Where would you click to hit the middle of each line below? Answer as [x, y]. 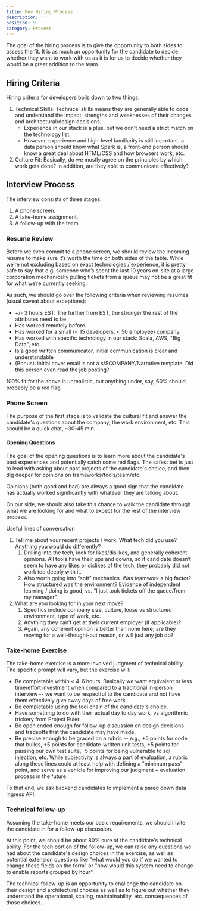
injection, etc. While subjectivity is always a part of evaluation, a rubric [101, 757]
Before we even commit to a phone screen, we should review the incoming [98, 252]
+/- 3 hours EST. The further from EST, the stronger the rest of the [96, 313]
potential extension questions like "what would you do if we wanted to [92, 860]
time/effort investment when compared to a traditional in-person [93, 687]
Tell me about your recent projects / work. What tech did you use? [96, 540]
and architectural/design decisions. [58, 122]
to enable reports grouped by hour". [50, 872]
